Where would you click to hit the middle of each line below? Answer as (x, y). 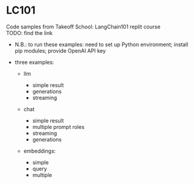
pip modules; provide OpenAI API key (60, 50)
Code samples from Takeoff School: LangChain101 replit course (83, 27)
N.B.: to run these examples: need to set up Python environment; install (101, 44)
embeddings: (40, 151)
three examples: (34, 62)
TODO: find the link (30, 33)
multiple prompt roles (58, 127)
